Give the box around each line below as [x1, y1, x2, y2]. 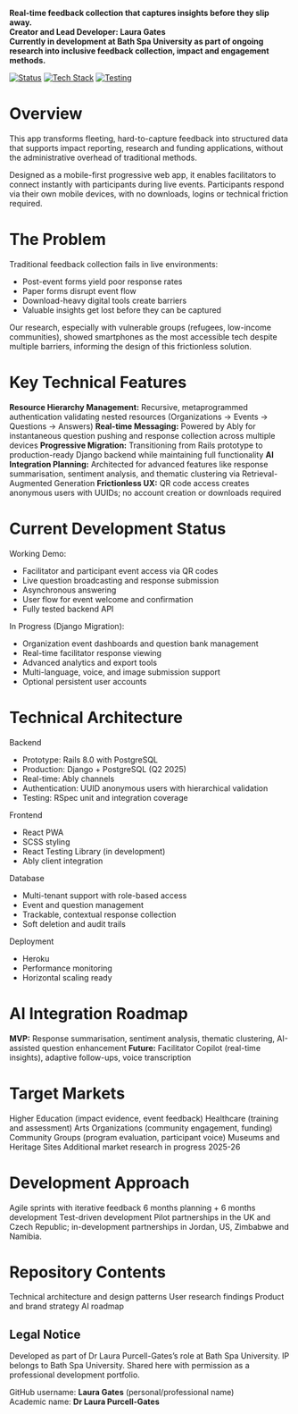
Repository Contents [9, 1262, 167, 1282]
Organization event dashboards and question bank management [21, 638, 259, 649]
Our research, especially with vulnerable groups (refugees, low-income [9, 322, 272, 332]
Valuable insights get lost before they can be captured [21, 304, 221, 316]
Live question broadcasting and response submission [21, 575, 219, 585]
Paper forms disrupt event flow [21, 285, 137, 296]
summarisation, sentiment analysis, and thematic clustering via [9, 468, 241, 479]
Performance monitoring [21, 963, 113, 973]
